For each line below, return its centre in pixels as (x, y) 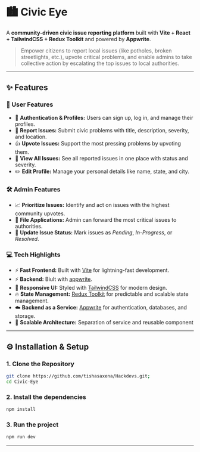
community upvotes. (40, 213)
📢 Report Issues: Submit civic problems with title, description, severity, (102, 130)
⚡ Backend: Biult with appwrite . (54, 279)
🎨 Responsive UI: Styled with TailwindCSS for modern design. (91, 288)
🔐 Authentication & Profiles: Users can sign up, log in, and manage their (104, 117)
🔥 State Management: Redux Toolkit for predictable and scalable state (101, 294)
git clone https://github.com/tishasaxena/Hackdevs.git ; (78, 376)
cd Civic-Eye (22, 382)
